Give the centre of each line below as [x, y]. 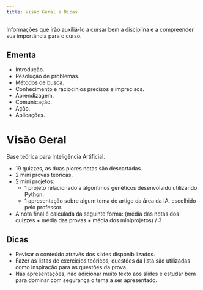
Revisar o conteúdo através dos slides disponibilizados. [85, 255]
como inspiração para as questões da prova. [71, 267]
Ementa [21, 55]
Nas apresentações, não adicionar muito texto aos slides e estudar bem [105, 274]
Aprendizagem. [35, 96]
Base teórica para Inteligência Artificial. [56, 157]
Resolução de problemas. [47, 76]
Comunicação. [34, 102]
